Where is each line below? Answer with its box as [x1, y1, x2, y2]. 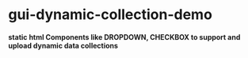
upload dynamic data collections [8, 41, 119, 50]
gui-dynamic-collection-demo [8, 6, 212, 24]
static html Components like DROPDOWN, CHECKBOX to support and [8, 32, 241, 41]
